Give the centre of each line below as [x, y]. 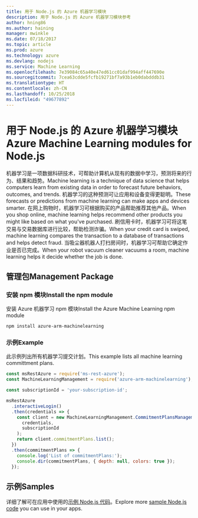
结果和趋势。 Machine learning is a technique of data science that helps [103, 180]
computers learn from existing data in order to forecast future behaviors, [94, 187]
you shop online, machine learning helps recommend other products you [94, 214]
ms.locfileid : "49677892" [38, 99]
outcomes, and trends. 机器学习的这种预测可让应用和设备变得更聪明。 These [98, 194]
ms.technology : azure [33, 56]
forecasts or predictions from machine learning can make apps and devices [98, 201]
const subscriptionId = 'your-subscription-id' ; [67, 390]
